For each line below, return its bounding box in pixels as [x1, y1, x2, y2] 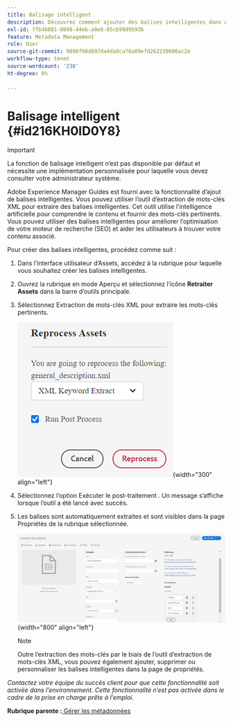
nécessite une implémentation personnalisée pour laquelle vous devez [7, 167, 209, 175]
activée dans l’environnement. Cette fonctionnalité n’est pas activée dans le [7, 686, 225, 694]
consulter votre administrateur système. [7, 174, 121, 182]
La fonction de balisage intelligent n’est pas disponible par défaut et [7, 159, 201, 168]
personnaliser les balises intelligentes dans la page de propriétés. [17, 665, 205, 673]
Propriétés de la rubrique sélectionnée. [17, 519, 129, 528]
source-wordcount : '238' [7, 63, 79, 70]
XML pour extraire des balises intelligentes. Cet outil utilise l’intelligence [7, 203, 213, 211]
